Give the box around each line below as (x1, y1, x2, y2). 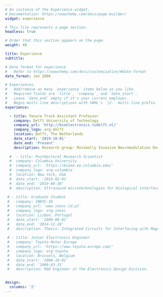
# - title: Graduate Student (7, 195, 66, 200)
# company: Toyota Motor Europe (7, 240, 77, 245)
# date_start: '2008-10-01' (7, 258, 68, 263)
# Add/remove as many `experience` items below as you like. (5, 87, 136, 92)
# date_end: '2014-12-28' (7, 221, 64, 227)
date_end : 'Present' (14, 141, 55, 145)
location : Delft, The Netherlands (14, 132, 83, 137)
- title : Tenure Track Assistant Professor (9, 113, 98, 119)
